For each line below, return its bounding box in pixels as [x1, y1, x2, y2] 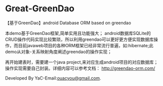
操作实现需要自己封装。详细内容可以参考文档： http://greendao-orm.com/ [5, 65, 156, 71]
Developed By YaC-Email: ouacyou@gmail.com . [5, 75, 101, 81]
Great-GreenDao [5, 3, 75, 14]
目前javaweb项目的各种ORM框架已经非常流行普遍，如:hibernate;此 [18, 42, 154, 48]
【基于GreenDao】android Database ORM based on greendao [5, 20, 131, 26]
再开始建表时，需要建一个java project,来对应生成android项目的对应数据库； [5, 59, 158, 65]
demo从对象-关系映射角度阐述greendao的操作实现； [5, 49, 112, 55]
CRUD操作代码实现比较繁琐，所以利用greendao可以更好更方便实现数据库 [5, 36, 154, 42]
